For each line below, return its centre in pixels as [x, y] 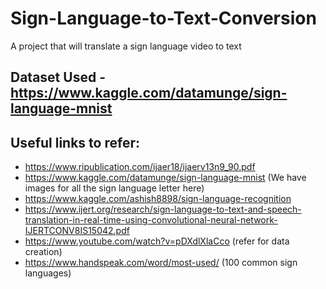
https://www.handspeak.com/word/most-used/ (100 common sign [161, 263]
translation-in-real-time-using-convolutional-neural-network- [151, 220]
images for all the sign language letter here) [114, 188]
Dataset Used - [58, 77]
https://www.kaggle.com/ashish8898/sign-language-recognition [158, 199]
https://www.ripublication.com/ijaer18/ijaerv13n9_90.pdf [140, 167]
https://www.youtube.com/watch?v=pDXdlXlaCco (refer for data [157, 241]
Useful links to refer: [75, 142]
